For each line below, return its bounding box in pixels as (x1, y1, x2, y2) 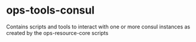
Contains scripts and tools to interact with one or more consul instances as (6, 23, 191, 30)
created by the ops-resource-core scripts (6, 29, 109, 36)
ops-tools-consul (6, 4, 95, 17)
